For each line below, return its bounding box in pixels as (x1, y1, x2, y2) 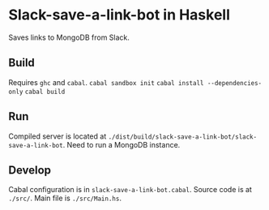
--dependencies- (207, 79, 263, 87)
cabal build (24, 88, 66, 96)
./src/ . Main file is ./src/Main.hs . (8, 193, 122, 204)
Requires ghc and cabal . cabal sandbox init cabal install (8, 77, 204, 87)
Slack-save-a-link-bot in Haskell (8, 6, 231, 24)
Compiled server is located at (8, 131, 107, 141)
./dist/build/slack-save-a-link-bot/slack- (108, 132, 258, 141)
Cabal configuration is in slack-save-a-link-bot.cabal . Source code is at (8, 185, 253, 195)
